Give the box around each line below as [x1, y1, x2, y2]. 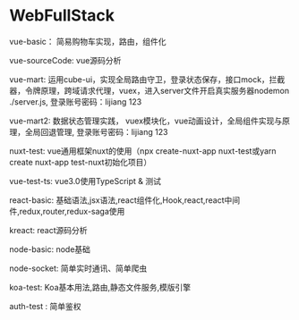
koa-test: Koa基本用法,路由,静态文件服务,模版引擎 [9, 282, 192, 292]
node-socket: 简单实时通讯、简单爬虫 [9, 263, 148, 274]
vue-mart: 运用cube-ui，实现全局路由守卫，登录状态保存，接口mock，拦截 [9, 73, 286, 85]
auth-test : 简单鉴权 [9, 300, 81, 311]
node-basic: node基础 [9, 243, 91, 255]
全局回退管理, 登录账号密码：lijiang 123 [24, 126, 168, 137]
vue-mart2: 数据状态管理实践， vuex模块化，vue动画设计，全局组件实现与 [9, 115, 283, 126]
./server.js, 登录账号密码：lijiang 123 [9, 96, 142, 107]
